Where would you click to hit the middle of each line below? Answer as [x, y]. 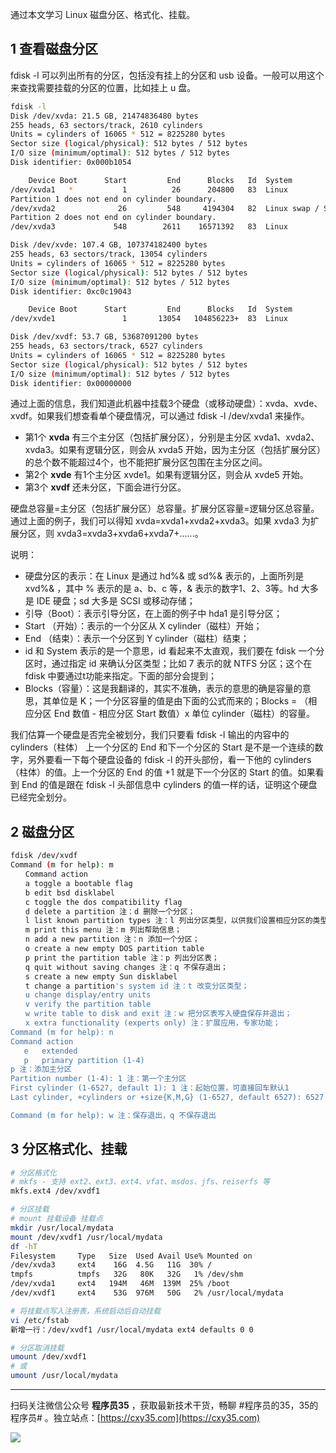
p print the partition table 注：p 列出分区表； [122, 958]
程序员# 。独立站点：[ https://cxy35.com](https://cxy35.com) [135, 1418]
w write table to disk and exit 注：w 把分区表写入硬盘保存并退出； [158, 1014]
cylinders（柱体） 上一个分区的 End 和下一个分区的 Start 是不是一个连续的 [162, 747]
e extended [50, 1051]
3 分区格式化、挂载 [69, 1149]
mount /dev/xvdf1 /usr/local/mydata [86, 1237]
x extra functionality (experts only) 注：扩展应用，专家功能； [152, 1023]
